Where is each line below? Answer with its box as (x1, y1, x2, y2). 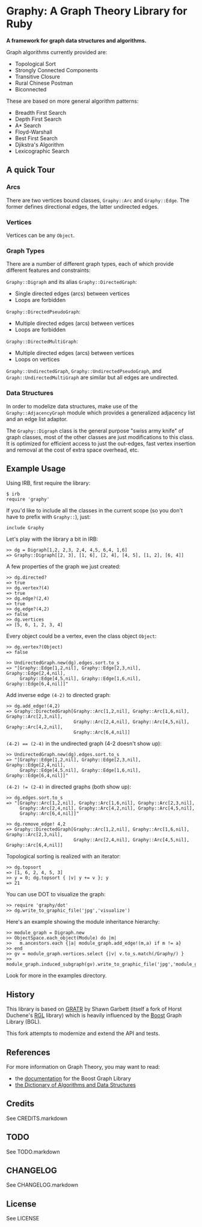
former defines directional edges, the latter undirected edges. (6, 203, 159, 210)
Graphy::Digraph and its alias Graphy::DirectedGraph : (6, 278, 137, 286)
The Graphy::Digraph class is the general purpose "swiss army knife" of (6, 427, 184, 434)
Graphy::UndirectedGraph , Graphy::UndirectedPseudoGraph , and (6, 367, 162, 375)
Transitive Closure (14, 73, 60, 80)
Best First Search (14, 134, 58, 142)
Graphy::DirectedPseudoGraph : (6, 308, 81, 315)
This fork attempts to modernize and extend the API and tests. (6, 1030, 161, 1037)
